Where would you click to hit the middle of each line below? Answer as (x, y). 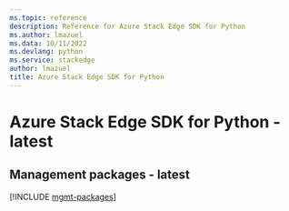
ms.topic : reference (49, 18)
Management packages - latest (100, 175)
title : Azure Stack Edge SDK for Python (87, 77)
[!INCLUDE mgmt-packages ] (63, 196)
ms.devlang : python (46, 52)
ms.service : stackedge (52, 60)
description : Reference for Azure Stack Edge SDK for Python (128, 26)
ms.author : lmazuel (46, 35)
